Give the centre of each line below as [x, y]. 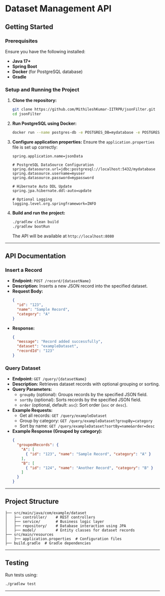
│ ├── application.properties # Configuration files [63, 539]
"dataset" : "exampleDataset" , [48, 346]
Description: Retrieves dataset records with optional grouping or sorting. [86, 384]
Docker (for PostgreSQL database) [47, 72]
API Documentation [36, 256]
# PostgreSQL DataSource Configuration [53, 165]
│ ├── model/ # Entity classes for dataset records [70, 530]
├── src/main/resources [29, 534]
